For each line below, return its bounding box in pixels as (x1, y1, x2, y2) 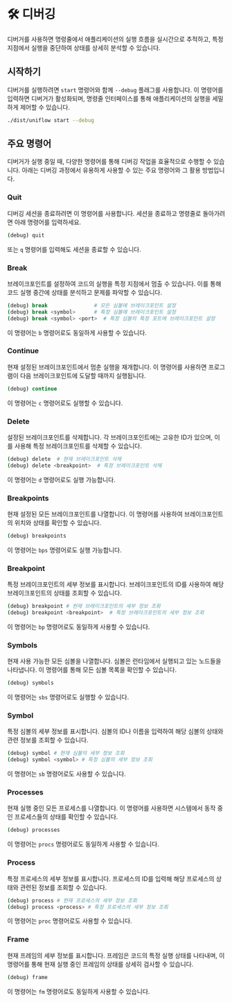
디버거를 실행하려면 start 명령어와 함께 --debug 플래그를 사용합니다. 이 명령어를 (7, 85, 224, 94)
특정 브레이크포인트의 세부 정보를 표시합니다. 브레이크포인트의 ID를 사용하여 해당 (7, 580, 224, 588)
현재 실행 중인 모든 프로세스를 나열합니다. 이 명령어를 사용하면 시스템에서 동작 (7, 804, 216, 813)
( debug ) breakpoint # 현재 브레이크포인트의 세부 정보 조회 (7, 603, 161, 610)
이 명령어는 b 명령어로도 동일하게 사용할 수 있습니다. (7, 328, 148, 337)
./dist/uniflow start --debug (7, 117, 95, 124)
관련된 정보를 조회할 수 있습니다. (19, 883, 107, 892)
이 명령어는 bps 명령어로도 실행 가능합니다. (7, 545, 123, 554)
